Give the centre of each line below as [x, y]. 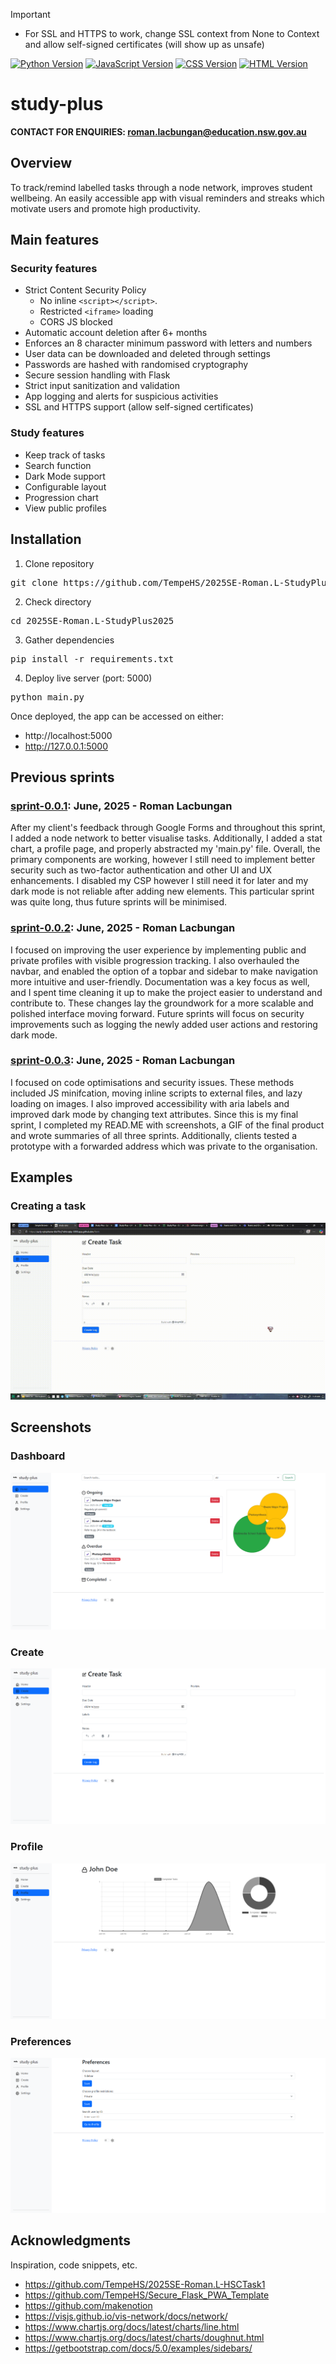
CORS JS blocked [76, 322]
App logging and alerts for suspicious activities [121, 396]
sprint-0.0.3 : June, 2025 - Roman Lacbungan [123, 1061]
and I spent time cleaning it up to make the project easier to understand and [166, 992]
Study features [47, 433]
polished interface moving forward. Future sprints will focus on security [157, 1013]
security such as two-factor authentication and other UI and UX [141, 870]
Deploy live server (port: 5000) [88, 678]
